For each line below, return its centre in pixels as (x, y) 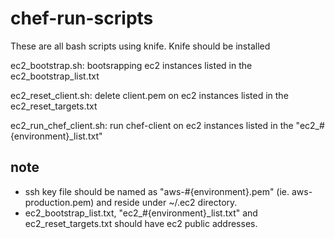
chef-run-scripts (82, 18)
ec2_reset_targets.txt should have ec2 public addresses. (141, 223)
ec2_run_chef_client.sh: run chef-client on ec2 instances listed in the (152, 125)
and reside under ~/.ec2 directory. (167, 202)
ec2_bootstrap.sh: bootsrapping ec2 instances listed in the (131, 65)
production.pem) (59, 202)
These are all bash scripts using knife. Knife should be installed (140, 46)
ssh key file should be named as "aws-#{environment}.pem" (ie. (157, 191)
